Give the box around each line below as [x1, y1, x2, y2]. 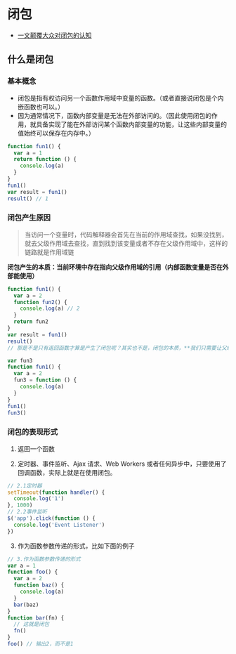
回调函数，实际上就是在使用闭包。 [17, 468, 117, 476]
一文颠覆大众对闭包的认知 [17, 31, 92, 39]
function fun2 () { [13, 299, 68, 306]
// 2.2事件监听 [7, 509, 48, 516]
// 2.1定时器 [7, 482, 42, 489]
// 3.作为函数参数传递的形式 [7, 556, 81, 563]
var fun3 [7, 357, 33, 364]
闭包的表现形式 [7, 427, 58, 437]
